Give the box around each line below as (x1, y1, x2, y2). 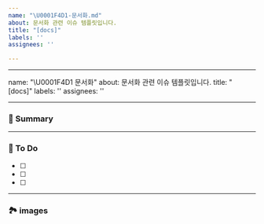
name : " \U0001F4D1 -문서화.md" (8, 11, 102, 20)
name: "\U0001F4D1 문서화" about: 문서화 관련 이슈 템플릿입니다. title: (8, 78, 228, 87)
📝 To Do (8, 143, 38, 154)
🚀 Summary (8, 113, 53, 124)
